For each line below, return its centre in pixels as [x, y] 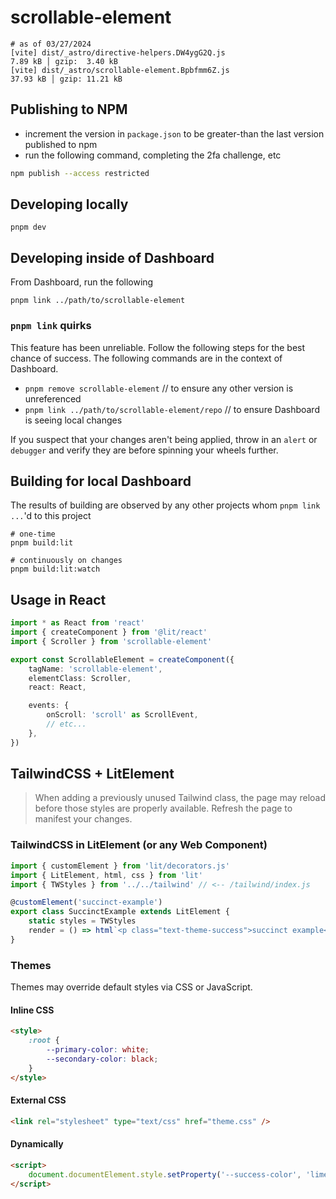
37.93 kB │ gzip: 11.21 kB [66, 79]
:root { [44, 1041]
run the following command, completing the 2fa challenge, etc [153, 155]
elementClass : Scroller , [80, 678]
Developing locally [69, 204]
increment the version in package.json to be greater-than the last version [174, 133]
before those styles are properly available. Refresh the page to [163, 808]
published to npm [61, 144]
